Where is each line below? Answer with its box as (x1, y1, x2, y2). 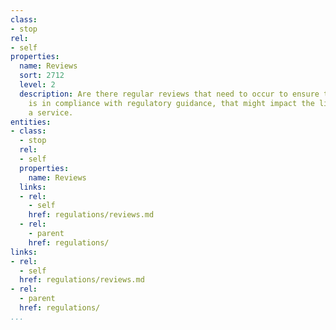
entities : (10, 117, 52, 127)
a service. (28, 107, 74, 118)
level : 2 (19, 80, 56, 90)
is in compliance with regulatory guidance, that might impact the (28, 98, 315, 108)
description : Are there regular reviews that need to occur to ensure (19, 89, 320, 99)
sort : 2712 (19, 71, 65, 81)
